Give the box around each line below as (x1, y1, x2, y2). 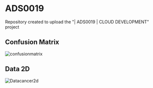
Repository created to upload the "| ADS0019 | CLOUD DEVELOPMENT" (5, 19, 150, 25)
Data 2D (5, 65, 30, 73)
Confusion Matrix (5, 38, 59, 46)
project (5, 24, 19, 29)
